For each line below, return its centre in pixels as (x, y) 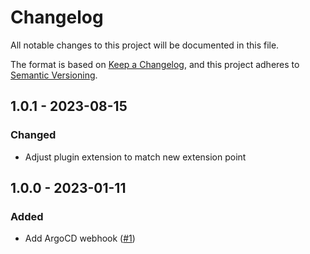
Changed (33, 135)
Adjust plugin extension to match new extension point (135, 157)
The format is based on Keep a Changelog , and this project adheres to (155, 64)
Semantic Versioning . (54, 75)
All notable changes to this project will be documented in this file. (145, 45)
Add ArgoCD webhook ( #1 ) (80, 238)
